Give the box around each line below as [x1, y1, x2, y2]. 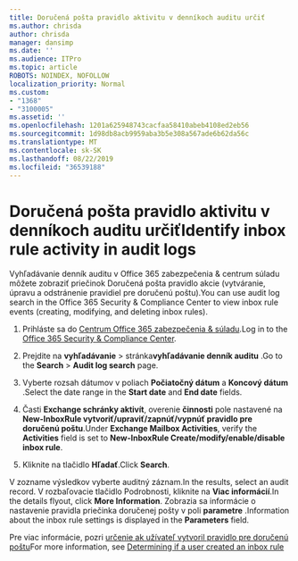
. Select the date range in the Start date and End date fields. [21, 387, 243, 398]
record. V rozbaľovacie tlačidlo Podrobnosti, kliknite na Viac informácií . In [9, 486, 279, 497]
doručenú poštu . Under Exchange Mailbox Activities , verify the [21, 423, 257, 434]
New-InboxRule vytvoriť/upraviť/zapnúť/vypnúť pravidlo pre [21, 414, 252, 424]
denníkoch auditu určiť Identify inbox [9, 220, 286, 240]
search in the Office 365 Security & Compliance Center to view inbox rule [9, 297, 279, 308]
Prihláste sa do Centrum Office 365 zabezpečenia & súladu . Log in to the [21, 323, 288, 335]
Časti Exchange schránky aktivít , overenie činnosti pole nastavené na [21, 404, 283, 415]
